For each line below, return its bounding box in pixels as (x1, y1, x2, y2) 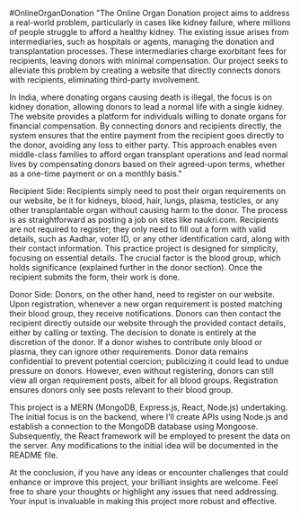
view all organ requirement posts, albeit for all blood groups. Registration (9, 375, 278, 386)
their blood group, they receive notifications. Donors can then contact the (9, 308, 281, 318)
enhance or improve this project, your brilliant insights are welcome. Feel (9, 476, 278, 487)
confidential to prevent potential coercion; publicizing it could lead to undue (9, 356, 289, 367)
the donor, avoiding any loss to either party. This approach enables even (9, 139, 278, 150)
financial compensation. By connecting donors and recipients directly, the (9, 120, 282, 131)
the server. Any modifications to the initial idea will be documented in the (9, 440, 278, 450)
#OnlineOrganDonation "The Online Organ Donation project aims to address (9, 8, 290, 18)
